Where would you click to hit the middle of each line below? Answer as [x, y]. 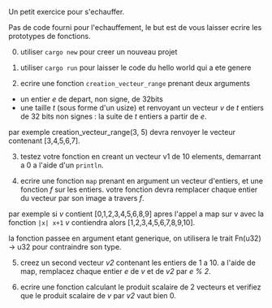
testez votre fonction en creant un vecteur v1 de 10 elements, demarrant [140, 156]
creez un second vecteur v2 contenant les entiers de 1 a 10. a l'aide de [138, 262]
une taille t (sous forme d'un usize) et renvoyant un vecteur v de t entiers [142, 108]
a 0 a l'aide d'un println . [62, 165]
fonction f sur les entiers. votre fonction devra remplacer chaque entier [139, 189]
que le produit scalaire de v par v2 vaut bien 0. [98, 295]
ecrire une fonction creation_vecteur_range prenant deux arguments [135, 83]
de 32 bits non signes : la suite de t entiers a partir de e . [113, 116]
